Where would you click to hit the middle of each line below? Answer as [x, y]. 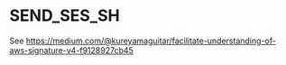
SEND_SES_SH [65, 16]
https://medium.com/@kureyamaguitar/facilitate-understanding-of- [151, 41]
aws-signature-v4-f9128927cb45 [71, 50]
